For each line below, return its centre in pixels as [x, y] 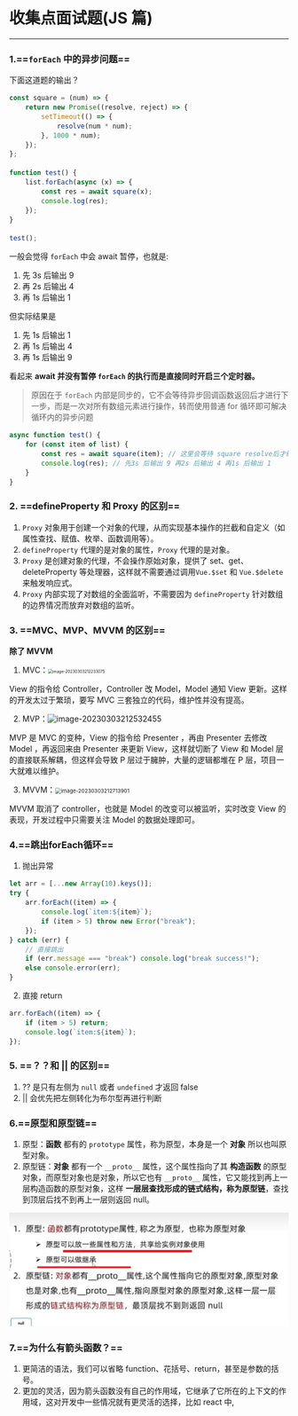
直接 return [42, 995]
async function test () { [55, 436]
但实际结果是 [32, 317]
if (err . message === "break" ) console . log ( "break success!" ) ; [142, 959]
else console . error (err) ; [73, 968]
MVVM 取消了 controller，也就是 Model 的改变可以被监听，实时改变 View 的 [148, 809]
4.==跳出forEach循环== [62, 845]
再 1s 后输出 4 [47, 346]
